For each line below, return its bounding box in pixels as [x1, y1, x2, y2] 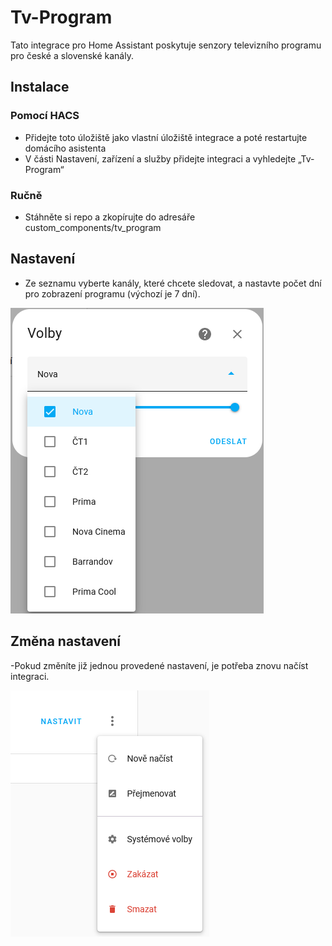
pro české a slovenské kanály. [10, 49, 134, 61]
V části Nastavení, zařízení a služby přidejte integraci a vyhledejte [24, 152, 297, 165]
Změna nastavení [10, 633, 121, 650]
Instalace [10, 79, 70, 96]
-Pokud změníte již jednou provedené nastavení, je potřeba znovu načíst [10, 659, 309, 671]
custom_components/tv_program [24, 221, 162, 233]
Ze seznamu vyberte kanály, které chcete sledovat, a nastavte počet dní [24, 277, 322, 289]
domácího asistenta [24, 142, 107, 154]
